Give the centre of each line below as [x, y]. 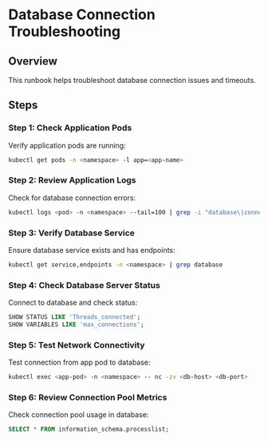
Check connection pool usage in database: [79, 415]
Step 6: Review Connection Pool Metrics [88, 398]
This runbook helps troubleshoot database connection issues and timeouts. [132, 80]
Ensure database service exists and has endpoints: [92, 250]
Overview [33, 61]
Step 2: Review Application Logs [72, 180]
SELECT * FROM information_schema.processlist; [89, 429]
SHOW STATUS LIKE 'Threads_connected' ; [75, 317]
